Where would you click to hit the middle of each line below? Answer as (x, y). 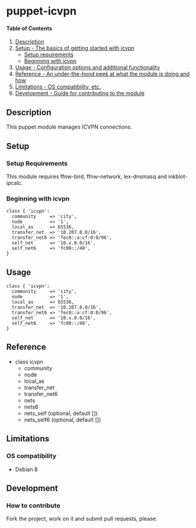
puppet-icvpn (41, 11)
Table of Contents (29, 28)
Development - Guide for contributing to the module (80, 93)
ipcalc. (15, 182)
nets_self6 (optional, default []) (63, 419)
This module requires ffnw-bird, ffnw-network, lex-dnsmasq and (87, 176)
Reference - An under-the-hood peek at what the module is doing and (102, 74)
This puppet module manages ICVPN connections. (69, 127)
